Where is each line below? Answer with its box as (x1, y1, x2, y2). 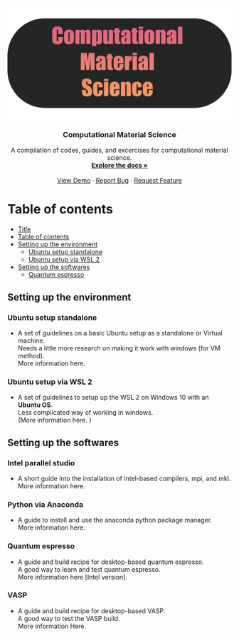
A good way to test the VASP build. (17, 614, 120, 622)
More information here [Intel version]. (17, 572, 128, 581)
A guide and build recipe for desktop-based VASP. (17, 606, 166, 615)
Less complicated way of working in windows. (17, 408, 154, 417)
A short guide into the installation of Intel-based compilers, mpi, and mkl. (17, 474, 231, 483)
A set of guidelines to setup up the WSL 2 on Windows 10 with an (17, 393, 209, 402)
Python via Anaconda (7, 499, 84, 509)
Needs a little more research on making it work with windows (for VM (17, 343, 221, 352)
